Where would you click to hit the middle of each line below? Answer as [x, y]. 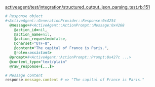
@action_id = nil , [31, 30]
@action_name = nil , [33, 34]
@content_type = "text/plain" [39, 62]
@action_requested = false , [41, 39]
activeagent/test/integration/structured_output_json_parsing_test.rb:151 [78, 7]
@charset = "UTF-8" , [33, 44]
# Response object [24, 16]
